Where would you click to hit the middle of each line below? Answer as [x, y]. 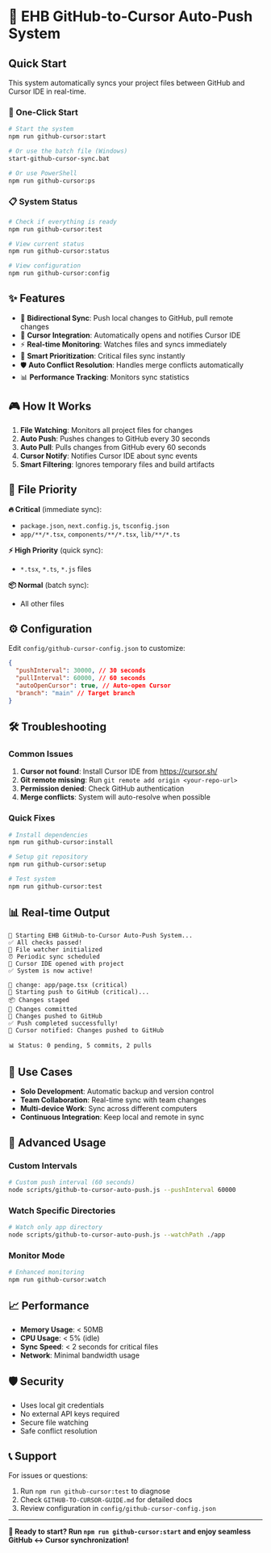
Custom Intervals [43, 1165]
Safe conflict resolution [58, 1431]
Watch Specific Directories [62, 1211]
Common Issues [41, 753]
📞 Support [33, 1456]
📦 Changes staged [39, 1000]
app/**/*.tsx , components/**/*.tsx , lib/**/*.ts [100, 534]
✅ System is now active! [51, 971]
